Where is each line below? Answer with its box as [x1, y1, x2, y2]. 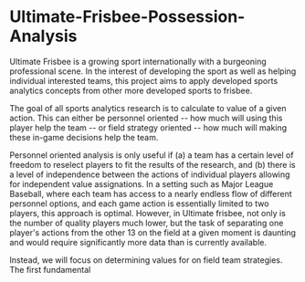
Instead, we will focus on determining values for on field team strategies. [9, 254, 283, 266]
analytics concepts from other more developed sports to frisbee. [9, 85, 253, 96]
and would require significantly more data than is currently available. [9, 236, 268, 247]
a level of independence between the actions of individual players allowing [9, 169, 290, 180]
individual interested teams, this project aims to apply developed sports [9, 75, 279, 86]
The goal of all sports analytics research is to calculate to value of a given [9, 102, 287, 113]
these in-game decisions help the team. [9, 131, 159, 142]
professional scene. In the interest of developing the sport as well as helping [9, 66, 297, 77]
